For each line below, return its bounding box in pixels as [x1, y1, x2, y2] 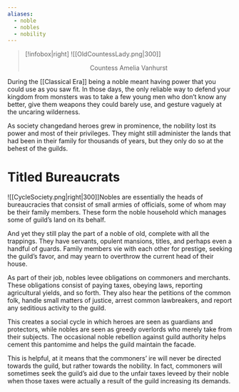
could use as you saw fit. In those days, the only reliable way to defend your [7, 85, 231, 93]
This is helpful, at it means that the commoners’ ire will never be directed [7, 354, 221, 363]
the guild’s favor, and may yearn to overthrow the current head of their [7, 252, 214, 261]
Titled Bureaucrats [7, 169, 120, 185]
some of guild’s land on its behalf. [7, 215, 106, 225]
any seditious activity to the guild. [7, 304, 106, 312]
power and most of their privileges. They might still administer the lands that [7, 129, 231, 138]
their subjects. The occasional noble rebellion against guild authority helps [7, 333, 226, 341]
